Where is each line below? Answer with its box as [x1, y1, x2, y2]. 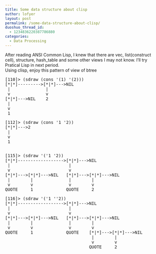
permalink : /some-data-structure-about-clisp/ [5, 20, 100, 26]
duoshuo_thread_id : [5, 25, 44, 30]
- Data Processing [9, 39, 47, 44]
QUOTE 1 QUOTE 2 [5, 187, 95, 192]
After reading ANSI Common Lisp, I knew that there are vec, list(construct [5, 52, 151, 58]
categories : [5, 34, 29, 39]
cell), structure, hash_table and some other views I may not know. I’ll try [5, 57, 147, 63]
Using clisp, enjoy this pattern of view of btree [5, 67, 97, 73]
